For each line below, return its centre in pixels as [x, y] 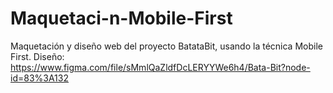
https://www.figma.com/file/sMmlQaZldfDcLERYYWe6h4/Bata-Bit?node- [160, 67]
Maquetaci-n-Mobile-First [121, 18]
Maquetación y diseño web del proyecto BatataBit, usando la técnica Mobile [166, 46]
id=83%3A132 [39, 78]
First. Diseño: [37, 56]
